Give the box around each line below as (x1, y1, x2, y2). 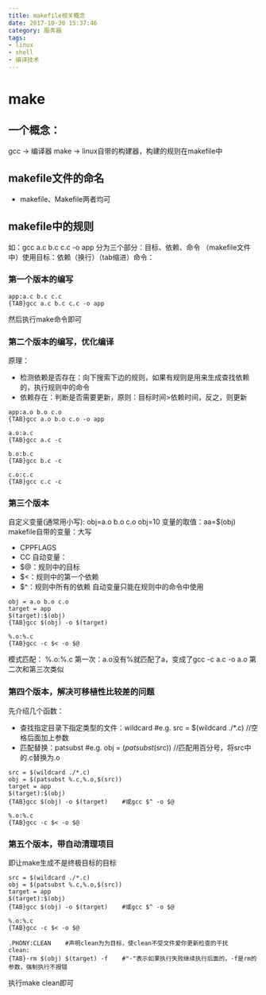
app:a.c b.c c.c (8, 292, 62, 300)
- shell (8, 48, 34, 56)
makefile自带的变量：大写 (8, 527, 92, 537)
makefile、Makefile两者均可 (19, 194, 111, 203)
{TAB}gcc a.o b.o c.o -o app (8, 415, 105, 423)
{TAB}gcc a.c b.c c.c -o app (8, 299, 105, 307)
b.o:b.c (8, 450, 34, 458)
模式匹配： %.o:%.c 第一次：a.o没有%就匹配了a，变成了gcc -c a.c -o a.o (8, 654, 248, 664)
